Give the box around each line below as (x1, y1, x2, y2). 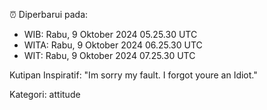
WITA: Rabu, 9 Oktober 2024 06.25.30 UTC (23, 39, 203, 51)
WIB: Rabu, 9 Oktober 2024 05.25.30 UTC (23, 29, 198, 40)
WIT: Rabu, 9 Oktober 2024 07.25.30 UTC (23, 50, 196, 61)
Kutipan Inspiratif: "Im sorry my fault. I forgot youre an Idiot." (9, 69, 258, 81)
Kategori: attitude (9, 89, 81, 100)
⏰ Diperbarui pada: (9, 9, 89, 20)
